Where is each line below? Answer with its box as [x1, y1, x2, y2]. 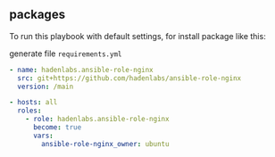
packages [9, 7, 65, 22]
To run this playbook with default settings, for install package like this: [9, 30, 266, 41]
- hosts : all [9, 98, 58, 107]
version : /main [17, 82, 74, 91]
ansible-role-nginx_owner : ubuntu [41, 139, 170, 148]
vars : [32, 131, 54, 140]
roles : [17, 106, 42, 115]
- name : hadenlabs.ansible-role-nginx [9, 65, 154, 74]
